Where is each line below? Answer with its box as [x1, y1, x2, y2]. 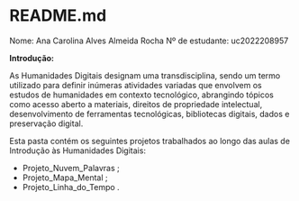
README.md [9, 5, 107, 26]
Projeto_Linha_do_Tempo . [22, 181, 120, 192]
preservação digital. [9, 118, 84, 129]
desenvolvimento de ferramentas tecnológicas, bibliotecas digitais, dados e [9, 108, 290, 119]
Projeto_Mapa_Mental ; [22, 172, 108, 183]
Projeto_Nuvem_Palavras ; [22, 162, 120, 173]
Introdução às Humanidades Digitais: [9, 145, 147, 156]
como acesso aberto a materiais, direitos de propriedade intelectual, [9, 98, 263, 109]
